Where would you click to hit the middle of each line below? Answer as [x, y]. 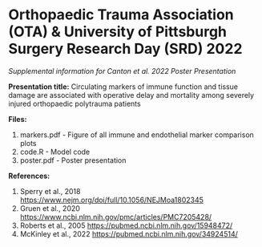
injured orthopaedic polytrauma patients [75, 103]
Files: [18, 119]
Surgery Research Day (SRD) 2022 [125, 49]
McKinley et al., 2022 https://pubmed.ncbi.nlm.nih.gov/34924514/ [129, 233]
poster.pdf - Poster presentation [73, 160]
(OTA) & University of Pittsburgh [117, 32]
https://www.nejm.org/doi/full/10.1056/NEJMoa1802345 [112, 200]
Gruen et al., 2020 [50, 208]
